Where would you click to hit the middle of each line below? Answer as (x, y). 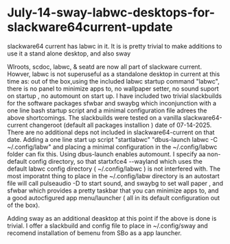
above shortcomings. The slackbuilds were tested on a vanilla (94, 117)
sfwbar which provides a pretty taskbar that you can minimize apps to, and (113, 191)
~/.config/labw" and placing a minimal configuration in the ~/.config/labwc (112, 147)
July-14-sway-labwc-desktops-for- (111, 13)
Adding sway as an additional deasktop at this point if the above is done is (112, 218)
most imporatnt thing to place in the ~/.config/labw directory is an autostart (113, 175)
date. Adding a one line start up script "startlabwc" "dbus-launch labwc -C (113, 139)
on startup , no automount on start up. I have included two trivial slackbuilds (114, 96)
